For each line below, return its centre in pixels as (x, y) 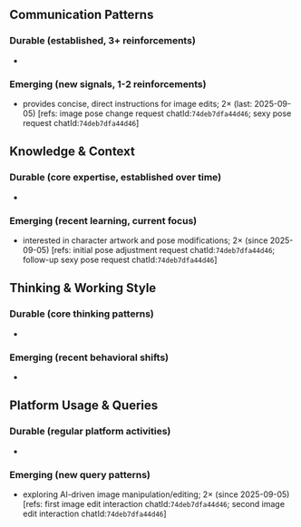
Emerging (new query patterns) (80, 474)
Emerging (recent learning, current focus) (103, 220)
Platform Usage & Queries (84, 406)
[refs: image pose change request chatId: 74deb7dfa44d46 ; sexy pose (165, 113)
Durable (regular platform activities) (90, 432)
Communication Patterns (82, 15)
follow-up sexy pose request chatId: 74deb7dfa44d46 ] (120, 259)
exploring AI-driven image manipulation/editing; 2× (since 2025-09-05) (156, 494)
